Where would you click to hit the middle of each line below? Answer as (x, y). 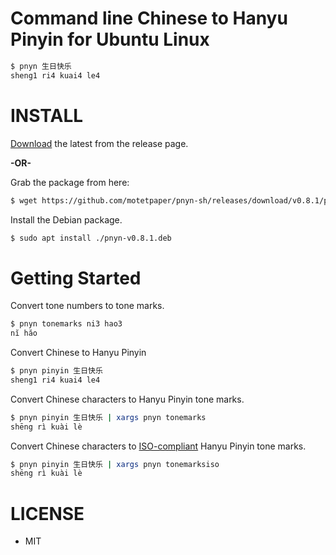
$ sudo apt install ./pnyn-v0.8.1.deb (91, 238)
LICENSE (47, 513)
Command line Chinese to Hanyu (149, 18)
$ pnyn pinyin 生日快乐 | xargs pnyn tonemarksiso (115, 464)
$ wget (24, 200)
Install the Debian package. (66, 219)
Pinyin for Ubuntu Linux (110, 39)
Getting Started (76, 278)
